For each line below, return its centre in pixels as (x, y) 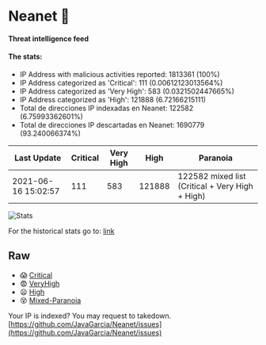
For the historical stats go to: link (61, 231)
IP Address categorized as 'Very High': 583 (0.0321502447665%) (127, 91)
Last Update (38, 158)
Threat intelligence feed (49, 38)
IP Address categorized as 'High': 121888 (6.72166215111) (113, 99)
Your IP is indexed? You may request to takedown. (90, 316)
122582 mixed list (212, 176)
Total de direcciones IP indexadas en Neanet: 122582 (106, 108)
